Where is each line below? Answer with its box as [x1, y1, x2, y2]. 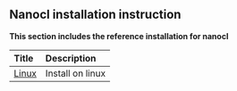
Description [45, 52, 97, 64]
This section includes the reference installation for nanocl [9, 30, 229, 41]
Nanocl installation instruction [9, 7, 182, 22]
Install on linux [45, 67, 106, 79]
